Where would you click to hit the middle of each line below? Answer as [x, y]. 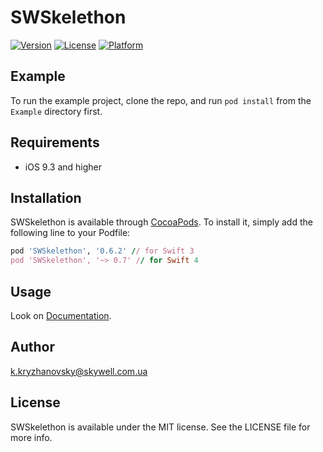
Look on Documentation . [61, 315]
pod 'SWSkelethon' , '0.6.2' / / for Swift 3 [102, 251]
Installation [46, 197]
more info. [31, 437]
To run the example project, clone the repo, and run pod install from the [161, 100]
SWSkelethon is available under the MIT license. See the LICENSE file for [160, 427]
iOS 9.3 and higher [63, 167]
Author [32, 347]
